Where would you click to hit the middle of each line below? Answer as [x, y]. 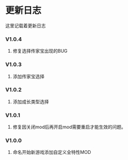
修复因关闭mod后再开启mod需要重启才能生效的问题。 [69, 127]
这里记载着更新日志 [26, 26]
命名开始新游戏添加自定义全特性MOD [52, 152]
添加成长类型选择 [31, 101]
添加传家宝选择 [28, 76]
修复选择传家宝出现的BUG [40, 51]
